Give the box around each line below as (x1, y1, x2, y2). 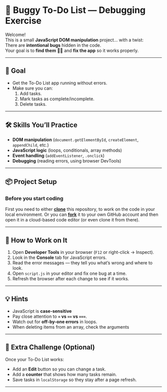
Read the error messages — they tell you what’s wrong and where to (12, 260, 153, 266)
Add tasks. (19, 90, 42, 96)
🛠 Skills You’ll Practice (5, 121, 78, 129)
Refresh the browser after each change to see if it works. (12, 276, 129, 282)
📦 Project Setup (5, 177, 57, 186)
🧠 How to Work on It (5, 236, 68, 244)
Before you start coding (5, 195, 64, 201)
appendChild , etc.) (12, 142, 49, 148)
